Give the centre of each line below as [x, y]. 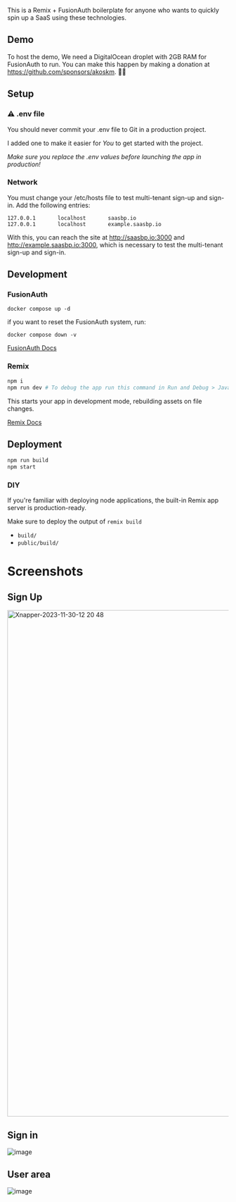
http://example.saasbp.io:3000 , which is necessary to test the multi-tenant [115, 244]
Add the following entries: [53, 205]
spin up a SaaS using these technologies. [67, 18]
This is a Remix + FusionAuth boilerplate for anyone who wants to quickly [113, 10]
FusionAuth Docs [32, 348]
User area [29, 1174]
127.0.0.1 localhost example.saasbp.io [84, 224]
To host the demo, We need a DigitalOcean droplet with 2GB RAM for [107, 56]
